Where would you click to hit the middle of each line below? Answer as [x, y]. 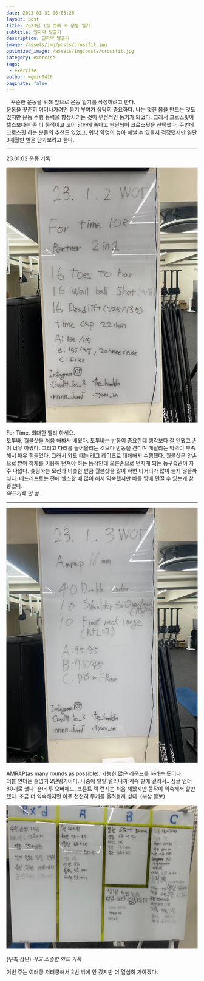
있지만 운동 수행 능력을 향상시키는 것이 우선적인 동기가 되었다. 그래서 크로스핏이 [100, 117]
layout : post [23, 19]
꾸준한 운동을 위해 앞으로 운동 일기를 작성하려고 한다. [73, 102]
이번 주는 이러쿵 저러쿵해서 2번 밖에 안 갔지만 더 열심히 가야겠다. [82, 972]
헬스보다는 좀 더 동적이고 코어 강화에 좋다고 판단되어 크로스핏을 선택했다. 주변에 [100, 125]
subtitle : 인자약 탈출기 [34, 32]
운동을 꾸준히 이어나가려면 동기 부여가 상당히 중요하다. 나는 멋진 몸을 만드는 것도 [101, 110]
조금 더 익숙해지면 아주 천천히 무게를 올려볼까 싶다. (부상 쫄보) [92, 796]
